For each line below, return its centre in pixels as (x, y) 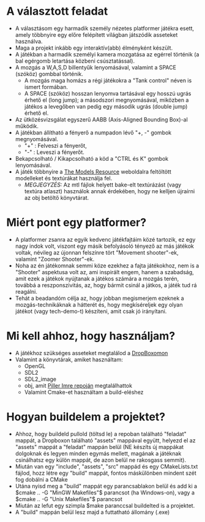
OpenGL (35, 366)
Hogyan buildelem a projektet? (86, 417)
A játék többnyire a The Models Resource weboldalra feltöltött (93, 171)
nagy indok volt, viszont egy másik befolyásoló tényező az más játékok (105, 246)
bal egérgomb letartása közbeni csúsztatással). (75, 61)
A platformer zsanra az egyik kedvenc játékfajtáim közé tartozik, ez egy (105, 239)
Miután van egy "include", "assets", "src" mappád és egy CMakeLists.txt (106, 466)
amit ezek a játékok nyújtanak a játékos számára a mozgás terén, (97, 278)
